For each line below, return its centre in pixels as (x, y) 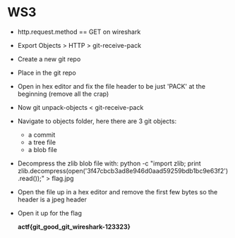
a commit (42, 134)
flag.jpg (63, 178)
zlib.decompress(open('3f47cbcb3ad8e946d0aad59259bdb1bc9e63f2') (123, 170)
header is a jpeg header (52, 199)
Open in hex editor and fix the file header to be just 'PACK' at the (112, 86)
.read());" (31, 178)
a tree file (42, 142)
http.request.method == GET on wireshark (79, 32)
